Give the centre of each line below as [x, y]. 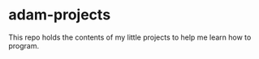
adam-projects [60, 15]
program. [24, 45]
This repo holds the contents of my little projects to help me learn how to [130, 37]
